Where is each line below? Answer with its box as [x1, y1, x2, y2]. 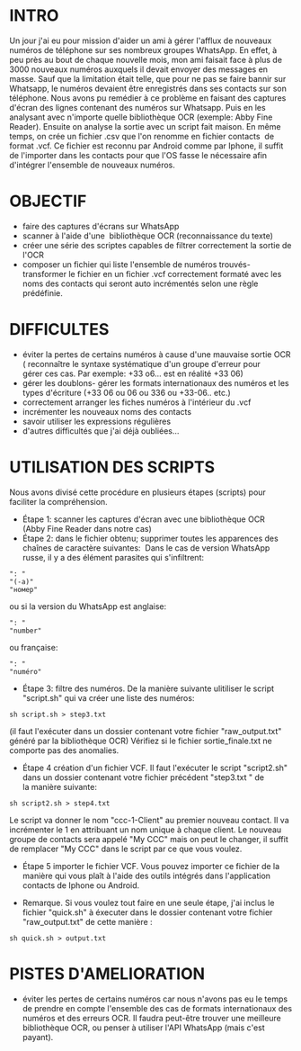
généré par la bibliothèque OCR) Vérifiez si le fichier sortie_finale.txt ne [9, 735, 272, 746]
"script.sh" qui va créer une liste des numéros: [22, 692, 195, 703]
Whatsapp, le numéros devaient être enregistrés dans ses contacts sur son [9, 83, 288, 94]
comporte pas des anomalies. [9, 744, 120, 756]
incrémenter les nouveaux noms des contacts [22, 406, 191, 417]
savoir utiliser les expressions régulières [22, 416, 172, 427]
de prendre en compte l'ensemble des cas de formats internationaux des [22, 1002, 293, 1013]
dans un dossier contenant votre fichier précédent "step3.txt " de [22, 771, 265, 783]
